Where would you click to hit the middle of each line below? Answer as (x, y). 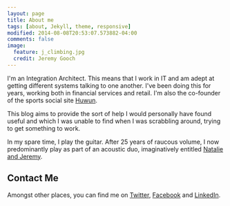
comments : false (30, 39)
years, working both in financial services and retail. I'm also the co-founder (114, 93)
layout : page (26, 13)
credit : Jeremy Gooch (45, 59)
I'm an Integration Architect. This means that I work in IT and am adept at (111, 78)
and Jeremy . (25, 156)
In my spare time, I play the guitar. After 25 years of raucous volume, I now (113, 142)
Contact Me (33, 178)
